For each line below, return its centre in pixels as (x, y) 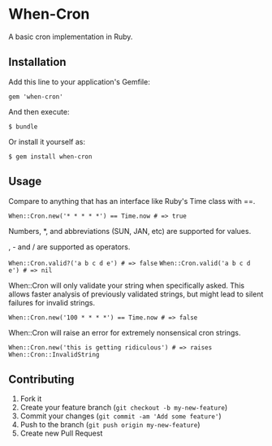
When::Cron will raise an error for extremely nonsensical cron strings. (125, 332)
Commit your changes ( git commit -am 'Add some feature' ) (121, 416)
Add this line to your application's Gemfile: (79, 81)
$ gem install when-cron (50, 156)
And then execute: (39, 111)
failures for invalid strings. (52, 302)
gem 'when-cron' (36, 97)
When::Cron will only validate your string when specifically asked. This (127, 285)
